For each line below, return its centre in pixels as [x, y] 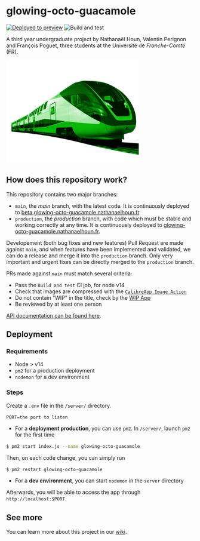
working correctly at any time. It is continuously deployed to [88, 225]
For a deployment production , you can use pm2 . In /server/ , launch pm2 [102, 428]
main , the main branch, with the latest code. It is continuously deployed [102, 206]
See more [24, 517]
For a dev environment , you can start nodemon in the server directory [99, 481]
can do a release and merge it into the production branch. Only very [90, 256]
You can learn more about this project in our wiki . [67, 532]
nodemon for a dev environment [52, 377]
